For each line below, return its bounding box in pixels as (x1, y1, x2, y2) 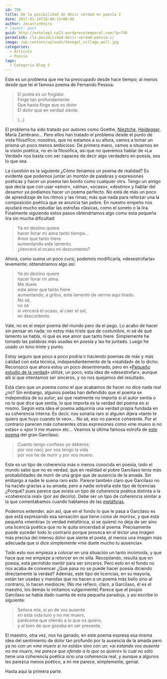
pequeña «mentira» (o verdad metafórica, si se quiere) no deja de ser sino (5, 519, 157, 525)
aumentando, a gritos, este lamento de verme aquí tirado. (17, 292, 135, 298)
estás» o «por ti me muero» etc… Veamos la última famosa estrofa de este (5, 426, 158, 433)
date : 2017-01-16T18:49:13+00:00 (5, 16, 75, 21)
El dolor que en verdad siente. (17, 107, 79, 113)
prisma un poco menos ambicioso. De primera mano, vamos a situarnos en (5, 142, 159, 148)
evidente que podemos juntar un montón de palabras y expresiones (5, 173, 144, 179)
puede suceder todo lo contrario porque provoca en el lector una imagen (5, 529, 155, 535)
